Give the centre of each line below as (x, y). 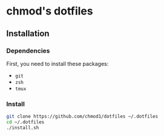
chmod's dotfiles (50, 11)
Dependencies (28, 51)
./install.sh (23, 128)
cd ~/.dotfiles (25, 122)
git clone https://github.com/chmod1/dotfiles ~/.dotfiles (82, 117)
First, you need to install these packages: (57, 63)
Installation (28, 34)
